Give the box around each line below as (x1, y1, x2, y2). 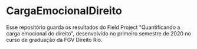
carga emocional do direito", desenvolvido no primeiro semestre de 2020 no (6, 30, 192, 37)
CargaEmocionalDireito (6, 4, 122, 18)
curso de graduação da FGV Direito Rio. (6, 36, 103, 43)
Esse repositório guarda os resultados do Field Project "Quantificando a (6, 24, 180, 31)
